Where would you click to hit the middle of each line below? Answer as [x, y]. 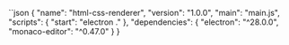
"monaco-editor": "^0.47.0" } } [64, 31]
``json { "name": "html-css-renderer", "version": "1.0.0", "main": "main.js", [144, 13]
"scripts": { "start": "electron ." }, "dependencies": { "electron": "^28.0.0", [144, 22]
